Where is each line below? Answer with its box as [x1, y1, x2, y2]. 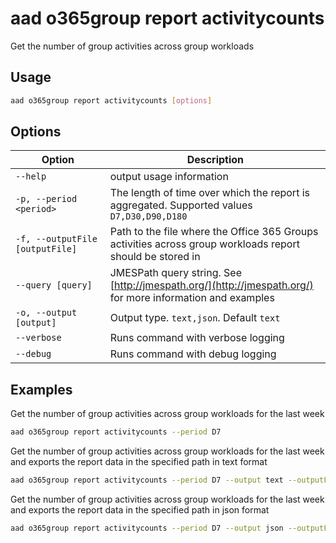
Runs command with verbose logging [109, 331, 285, 345]
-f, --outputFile [15, 233, 98, 245]
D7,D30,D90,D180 [109, 211, 188, 222]
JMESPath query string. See [109, 266, 243, 280]
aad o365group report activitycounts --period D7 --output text [10, 475, 284, 486]
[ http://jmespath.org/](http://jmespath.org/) [109, 278, 314, 292]
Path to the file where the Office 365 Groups [109, 225, 319, 239]
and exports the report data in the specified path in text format [10, 456, 268, 468]
